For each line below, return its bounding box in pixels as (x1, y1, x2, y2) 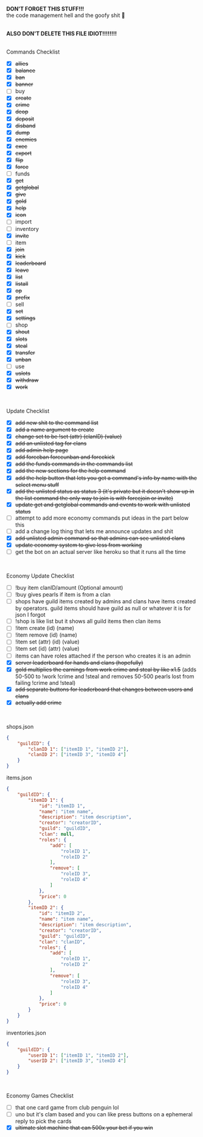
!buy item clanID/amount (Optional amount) (15, 584, 123, 591)
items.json (6, 774, 32, 782)
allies (15, 60, 29, 67)
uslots (15, 369, 31, 377)
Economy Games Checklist (6, 1092, 74, 1099)
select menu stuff (15, 481, 60, 488)
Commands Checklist (6, 48, 60, 55)
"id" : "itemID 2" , (38, 910, 86, 916)
